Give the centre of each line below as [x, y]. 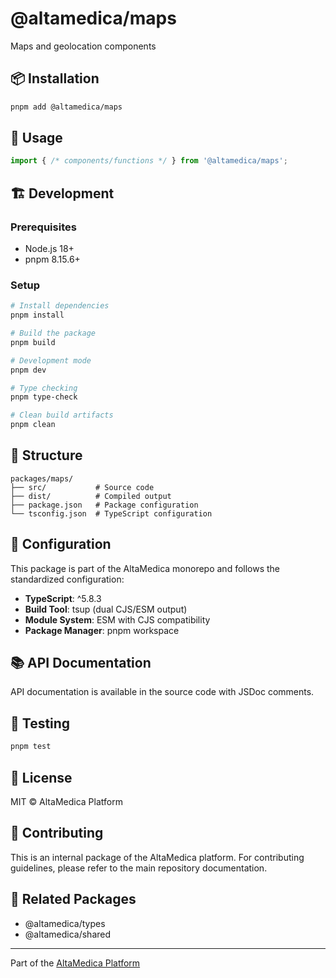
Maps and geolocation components [83, 46]
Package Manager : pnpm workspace [102, 630]
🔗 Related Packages [73, 899]
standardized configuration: [67, 579]
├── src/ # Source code [82, 487]
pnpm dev [28, 370]
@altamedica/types [65, 923]
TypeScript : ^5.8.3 [63, 598]
